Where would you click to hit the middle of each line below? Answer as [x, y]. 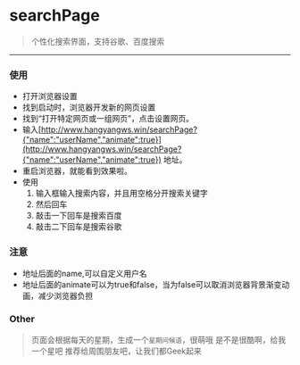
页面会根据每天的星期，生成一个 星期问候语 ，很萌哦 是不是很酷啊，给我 [158, 339]
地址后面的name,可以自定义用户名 [84, 273]
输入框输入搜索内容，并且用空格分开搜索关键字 [121, 194]
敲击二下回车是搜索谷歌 [79, 227]
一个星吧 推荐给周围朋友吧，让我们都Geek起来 [117, 351]
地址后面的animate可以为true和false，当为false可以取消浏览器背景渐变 [152, 284]
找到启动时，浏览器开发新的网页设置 [89, 107]
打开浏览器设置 [50, 96]
